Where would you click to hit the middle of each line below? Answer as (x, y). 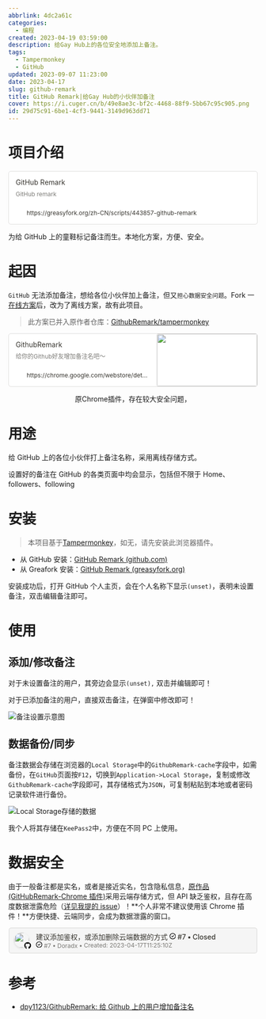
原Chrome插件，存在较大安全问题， (133, 399)
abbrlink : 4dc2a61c (40, 15)
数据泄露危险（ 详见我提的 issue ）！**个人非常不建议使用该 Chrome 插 (129, 906)
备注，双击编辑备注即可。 (50, 595)
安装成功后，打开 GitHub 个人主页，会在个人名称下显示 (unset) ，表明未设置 (131, 586)
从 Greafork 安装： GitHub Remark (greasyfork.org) (103, 569)
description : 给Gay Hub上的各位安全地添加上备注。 (85, 45)
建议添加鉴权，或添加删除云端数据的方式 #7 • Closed (126, 937)
